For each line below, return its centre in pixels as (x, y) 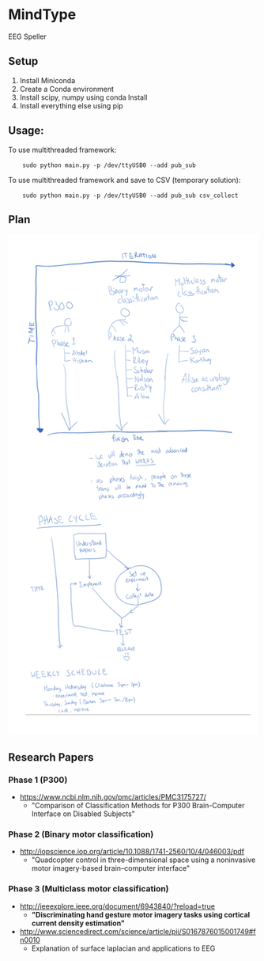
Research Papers (51, 757)
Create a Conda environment (67, 89)
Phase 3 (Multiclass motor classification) (89, 889)
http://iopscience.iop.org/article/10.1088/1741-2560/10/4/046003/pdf (132, 852)
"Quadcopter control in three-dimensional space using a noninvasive (143, 860)
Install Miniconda (47, 80)
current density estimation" (78, 923)
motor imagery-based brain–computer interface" (111, 868)
